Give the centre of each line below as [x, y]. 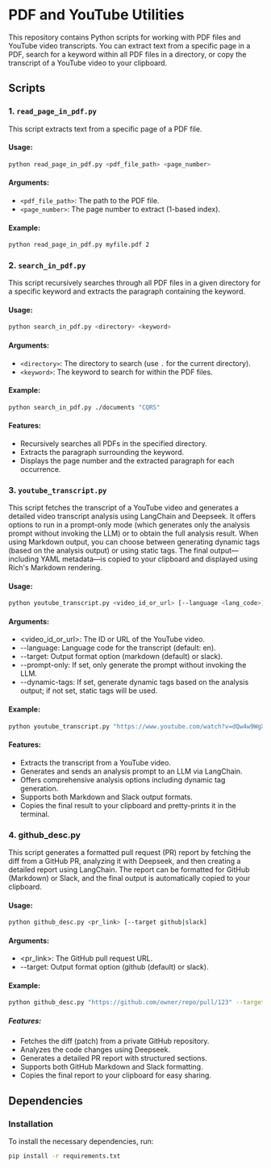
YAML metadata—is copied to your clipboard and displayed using [149, 559]
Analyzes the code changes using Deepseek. [95, 1049]
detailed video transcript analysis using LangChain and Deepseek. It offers [132, 516]
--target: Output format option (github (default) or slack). [114, 967]
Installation [31, 1124]
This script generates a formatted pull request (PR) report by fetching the [130, 852]
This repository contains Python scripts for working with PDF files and [125, 37]
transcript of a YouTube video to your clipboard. [88, 63]
